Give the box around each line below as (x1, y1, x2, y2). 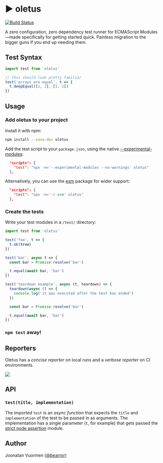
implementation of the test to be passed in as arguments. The (5, 415, 128, 421)
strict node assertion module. (5, 425, 64, 431)
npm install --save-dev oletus (5, 137, 69, 142)
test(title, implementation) (5, 400, 74, 406)
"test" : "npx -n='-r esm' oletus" (14, 192, 84, 197)
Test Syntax (5, 53, 42, 62)
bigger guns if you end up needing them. (5, 39, 87, 45)
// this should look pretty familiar (5, 75, 82, 80)
